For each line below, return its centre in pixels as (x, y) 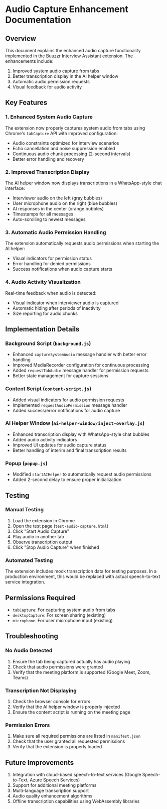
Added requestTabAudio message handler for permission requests (80, 371)
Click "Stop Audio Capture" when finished (56, 547)
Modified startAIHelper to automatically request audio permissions (82, 474)
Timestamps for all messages (43, 214)
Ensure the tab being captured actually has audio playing (71, 661)
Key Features (26, 103)
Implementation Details (42, 329)
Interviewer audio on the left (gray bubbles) (57, 198)
